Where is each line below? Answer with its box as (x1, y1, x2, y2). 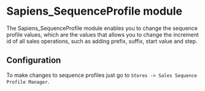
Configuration (6, 55, 61, 65)
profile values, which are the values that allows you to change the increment (6, 31, 199, 38)
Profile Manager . (6, 78, 50, 85)
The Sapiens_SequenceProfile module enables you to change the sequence (6, 24, 198, 32)
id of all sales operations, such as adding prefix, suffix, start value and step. (6, 37, 198, 45)
